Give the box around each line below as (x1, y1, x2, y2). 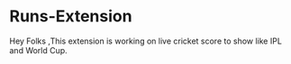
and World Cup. (9, 44, 68, 55)
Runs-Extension (9, 6, 132, 27)
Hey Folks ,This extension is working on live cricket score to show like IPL (9, 36, 282, 46)
